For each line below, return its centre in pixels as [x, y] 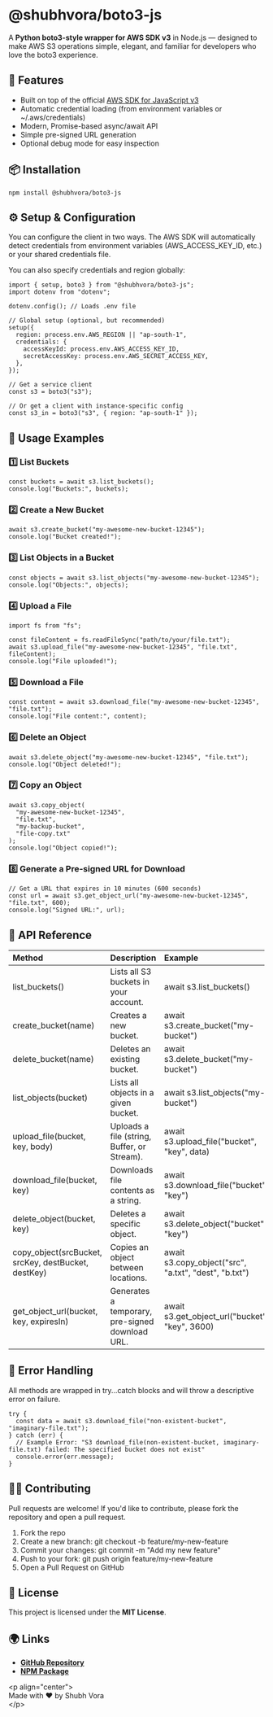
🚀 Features [36, 80]
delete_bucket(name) [54, 1059]
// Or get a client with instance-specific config [96, 406]
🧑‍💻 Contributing [50, 1489]
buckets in [130, 981]
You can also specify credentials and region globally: [97, 270]
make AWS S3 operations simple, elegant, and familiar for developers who [132, 46]
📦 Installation [45, 170]
